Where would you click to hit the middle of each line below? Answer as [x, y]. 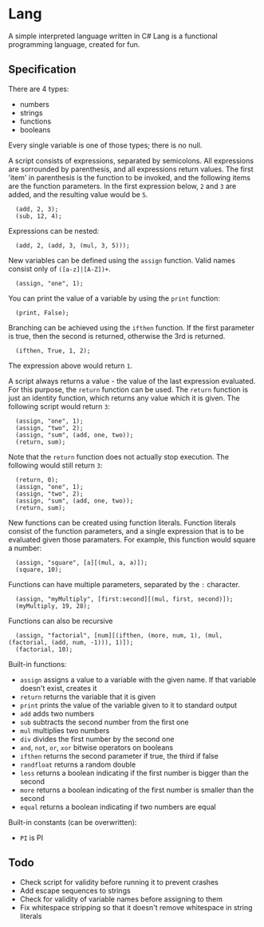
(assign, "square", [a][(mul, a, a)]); [82, 562]
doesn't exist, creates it [58, 688]
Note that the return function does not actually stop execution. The [119, 456]
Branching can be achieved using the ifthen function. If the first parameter [132, 327]
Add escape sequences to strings [75, 890]
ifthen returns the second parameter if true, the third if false [119, 755]
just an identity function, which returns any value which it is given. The [124, 398]
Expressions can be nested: [54, 231]
